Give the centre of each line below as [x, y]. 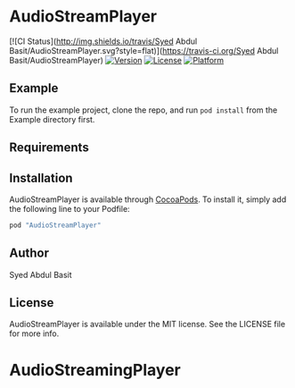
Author [29, 253]
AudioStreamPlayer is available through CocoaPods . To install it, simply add [148, 199]
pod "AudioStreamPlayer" [55, 225]
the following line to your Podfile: [70, 208]
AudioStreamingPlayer [95, 370]
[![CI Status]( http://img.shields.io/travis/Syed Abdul [103, 41]
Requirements [49, 148]
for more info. [34, 333]
